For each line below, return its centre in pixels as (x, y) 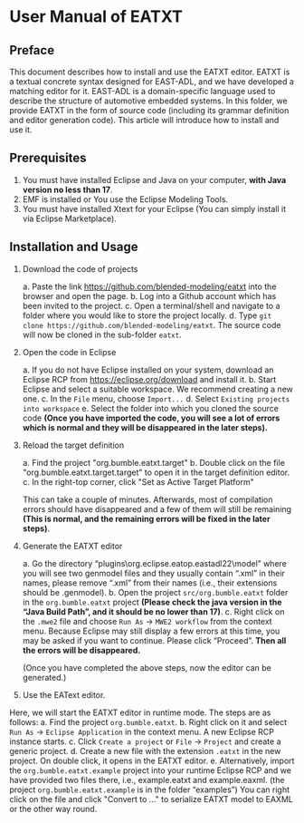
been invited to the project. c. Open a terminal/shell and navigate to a (151, 305)
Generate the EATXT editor (72, 546)
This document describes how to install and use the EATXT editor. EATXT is (150, 72)
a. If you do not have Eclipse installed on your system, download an (148, 370)
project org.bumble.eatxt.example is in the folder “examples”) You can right (150, 789)
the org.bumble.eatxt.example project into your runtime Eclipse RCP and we (151, 770)
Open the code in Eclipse (69, 352)
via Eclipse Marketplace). (70, 218)
